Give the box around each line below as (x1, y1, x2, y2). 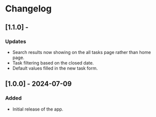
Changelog (5, 3, 52, 14)
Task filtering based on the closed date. (12, 59, 94, 65)
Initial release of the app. (12, 106, 64, 112)
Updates (5, 38, 26, 45)
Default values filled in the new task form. (12, 65, 98, 71)
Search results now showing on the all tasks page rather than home (12, 49, 151, 55)
